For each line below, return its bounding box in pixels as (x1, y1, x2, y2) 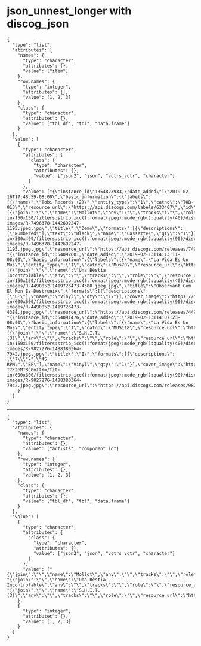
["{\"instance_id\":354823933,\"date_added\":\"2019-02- (47, 189, 191, 195)
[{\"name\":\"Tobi (7, 199, 52, 205)
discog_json (7, 17, 69, 31)
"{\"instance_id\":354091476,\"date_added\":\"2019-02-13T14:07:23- (7, 314, 181, 320)
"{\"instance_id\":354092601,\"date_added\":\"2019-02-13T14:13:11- (7, 251, 181, 257)
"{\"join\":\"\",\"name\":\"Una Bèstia (7, 577, 106, 583)
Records (54, 199, 74, 205)
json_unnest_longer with (7, 4, 132, 18)
